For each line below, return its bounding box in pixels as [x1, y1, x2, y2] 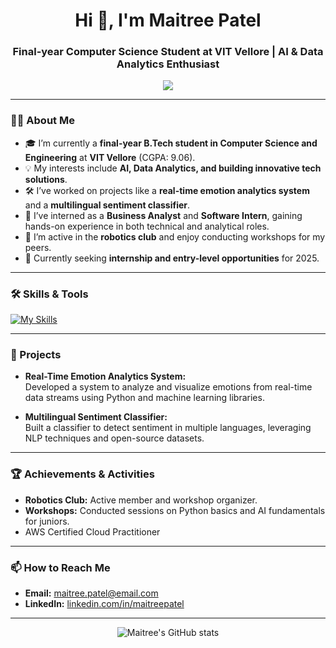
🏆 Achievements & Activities [10, 467, 155, 481]
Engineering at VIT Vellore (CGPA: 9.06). [24, 151, 196, 163]
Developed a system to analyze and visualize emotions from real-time [24, 381, 313, 393]
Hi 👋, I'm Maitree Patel [74, 9, 262, 32]
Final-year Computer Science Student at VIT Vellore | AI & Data [12, 45, 324, 59]
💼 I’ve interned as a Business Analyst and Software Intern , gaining [24, 209, 303, 221]
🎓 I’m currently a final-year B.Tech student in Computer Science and [24, 137, 318, 149]
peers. [24, 241, 52, 253]
